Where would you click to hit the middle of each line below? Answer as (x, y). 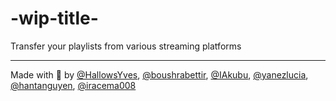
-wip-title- (54, 18)
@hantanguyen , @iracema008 (73, 85)
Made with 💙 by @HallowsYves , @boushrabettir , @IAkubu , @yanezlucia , (159, 74)
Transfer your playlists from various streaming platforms (126, 46)
